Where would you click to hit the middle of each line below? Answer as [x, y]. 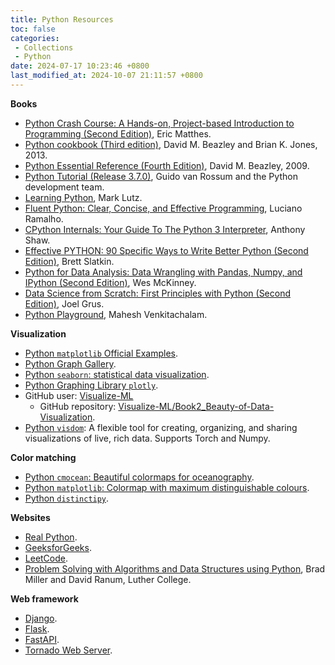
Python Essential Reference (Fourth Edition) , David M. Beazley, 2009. [167, 165]
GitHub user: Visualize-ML [79, 395]
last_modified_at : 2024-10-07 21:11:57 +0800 [106, 76]
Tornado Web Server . [68, 650]
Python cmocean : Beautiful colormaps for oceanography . [139, 477]
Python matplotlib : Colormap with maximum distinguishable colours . [167, 487]
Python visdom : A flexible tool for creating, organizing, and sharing [161, 427]
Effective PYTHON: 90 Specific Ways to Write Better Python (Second [166, 250]
